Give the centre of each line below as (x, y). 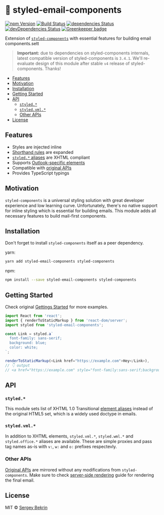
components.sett (22, 43)
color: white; (24, 347)
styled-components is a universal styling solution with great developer (75, 200)
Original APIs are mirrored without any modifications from (63, 469)
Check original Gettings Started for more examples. (57, 307)
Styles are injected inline (37, 147)
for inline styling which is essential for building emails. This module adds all (81, 211)
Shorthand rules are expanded (43, 152)
